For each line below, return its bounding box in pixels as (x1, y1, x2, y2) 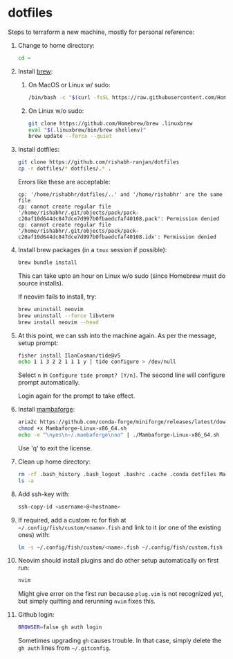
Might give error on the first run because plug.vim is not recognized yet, (17, 590, 224, 598)
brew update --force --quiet (28, 133, 113, 140)
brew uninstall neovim (17, 306, 84, 313)
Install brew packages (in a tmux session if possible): (17, 246, 167, 254)
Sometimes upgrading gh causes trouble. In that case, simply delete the (17, 636, 222, 645)
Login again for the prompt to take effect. (17, 392, 136, 400)
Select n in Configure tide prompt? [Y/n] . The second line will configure (17, 371, 225, 379)
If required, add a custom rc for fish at (17, 516, 127, 524)
